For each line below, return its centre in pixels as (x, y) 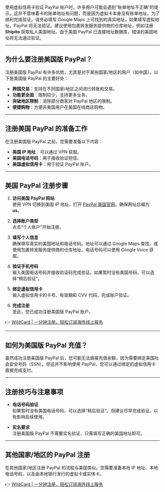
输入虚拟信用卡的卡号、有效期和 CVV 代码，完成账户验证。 (72, 295)
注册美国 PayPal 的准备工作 (46, 129)
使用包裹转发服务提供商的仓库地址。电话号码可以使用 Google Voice (80, 250)
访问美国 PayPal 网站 (33, 198)
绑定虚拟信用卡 (27, 289)
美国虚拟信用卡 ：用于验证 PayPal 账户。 (53, 164)
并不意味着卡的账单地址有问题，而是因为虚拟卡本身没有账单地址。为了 (89, 13)
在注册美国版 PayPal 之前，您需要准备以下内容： (54, 141)
